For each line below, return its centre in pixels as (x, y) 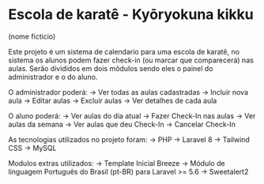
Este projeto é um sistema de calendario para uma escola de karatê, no (124, 51)
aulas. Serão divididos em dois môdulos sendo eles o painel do (111, 68)
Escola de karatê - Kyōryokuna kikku (131, 15)
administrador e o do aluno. (53, 77)
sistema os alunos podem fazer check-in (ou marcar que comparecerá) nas (131, 60)
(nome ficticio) (32, 36)
